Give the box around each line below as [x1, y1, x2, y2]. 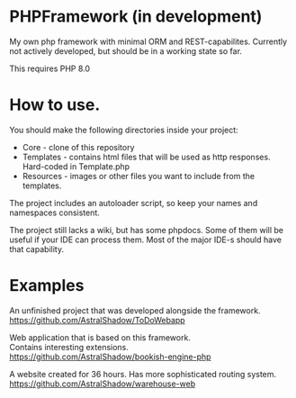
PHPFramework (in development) [9, 6, 263, 27]
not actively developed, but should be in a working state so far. [9, 45, 243, 56]
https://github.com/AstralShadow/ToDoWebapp [9, 314, 186, 325]
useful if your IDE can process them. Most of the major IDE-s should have [9, 234, 282, 245]
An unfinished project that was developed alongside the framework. [9, 304, 261, 316]
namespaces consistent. [9, 207, 101, 218]
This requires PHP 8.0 [9, 63, 91, 74]
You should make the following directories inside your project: [9, 124, 238, 135]
